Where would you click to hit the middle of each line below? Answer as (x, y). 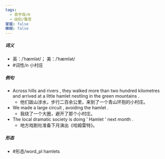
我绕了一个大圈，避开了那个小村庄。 (58, 114)
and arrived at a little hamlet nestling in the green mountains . (76, 96)
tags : (11, 10)
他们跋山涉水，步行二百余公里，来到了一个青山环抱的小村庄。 (84, 102)
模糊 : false (17, 29)
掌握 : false (17, 24)
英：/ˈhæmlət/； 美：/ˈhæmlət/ (44, 59)
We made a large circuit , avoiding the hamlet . (61, 108)
